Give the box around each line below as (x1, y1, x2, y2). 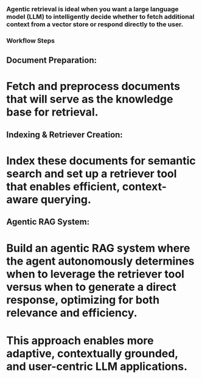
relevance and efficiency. (6, 306, 138, 319)
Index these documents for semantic (6, 154, 196, 167)
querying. (40, 193, 91, 206)
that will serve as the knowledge (6, 92, 173, 106)
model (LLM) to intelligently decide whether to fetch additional (6, 12, 195, 21)
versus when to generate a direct (6, 280, 176, 294)
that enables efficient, (6, 180, 120, 193)
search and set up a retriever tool (6, 167, 177, 181)
